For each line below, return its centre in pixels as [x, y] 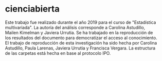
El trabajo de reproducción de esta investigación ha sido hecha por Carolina [81, 43]
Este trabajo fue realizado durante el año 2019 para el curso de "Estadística [81, 22]
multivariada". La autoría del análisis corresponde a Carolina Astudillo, [75, 27]
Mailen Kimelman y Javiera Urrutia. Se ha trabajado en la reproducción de [79, 32]
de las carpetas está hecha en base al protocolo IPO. [58, 53]
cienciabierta [32, 9]
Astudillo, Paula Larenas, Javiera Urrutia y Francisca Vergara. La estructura [80, 48]
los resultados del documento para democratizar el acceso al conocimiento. [81, 38]
